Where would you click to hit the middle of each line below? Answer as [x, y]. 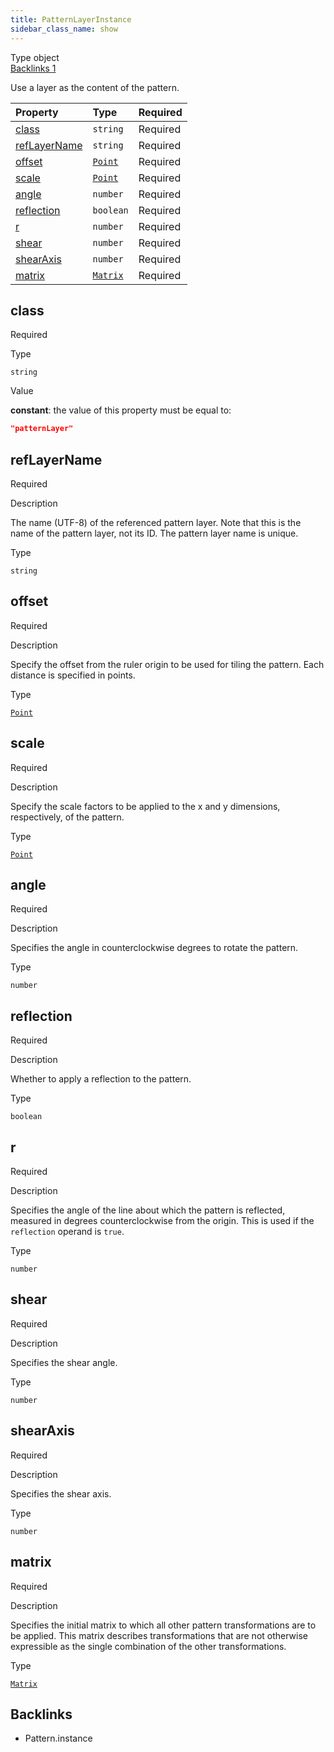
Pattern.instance [58, 1738]
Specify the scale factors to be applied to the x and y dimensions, [145, 806]
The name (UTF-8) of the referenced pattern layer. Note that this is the [156, 522]
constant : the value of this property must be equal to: [121, 410]
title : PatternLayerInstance [71, 19]
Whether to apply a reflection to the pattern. [101, 1079]
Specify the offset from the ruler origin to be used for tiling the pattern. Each [167, 664]
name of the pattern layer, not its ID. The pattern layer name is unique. [154, 533]
